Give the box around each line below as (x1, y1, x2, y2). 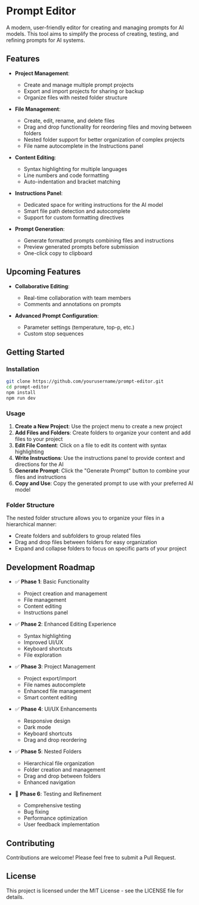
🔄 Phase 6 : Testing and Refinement (14, 791, 102, 798)
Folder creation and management (23, 766, 105, 773)
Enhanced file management (23, 688, 91, 695)
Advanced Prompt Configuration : (14, 312, 99, 319)
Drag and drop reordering (23, 736, 87, 744)
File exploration (23, 651, 62, 659)
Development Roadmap (6, 562, 95, 573)
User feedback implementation (23, 821, 100, 828)
